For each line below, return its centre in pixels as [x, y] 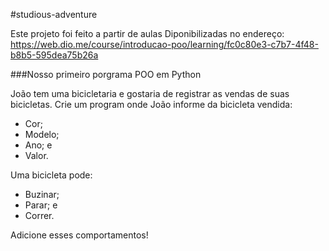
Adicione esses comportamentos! [79, 235]
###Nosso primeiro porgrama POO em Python [106, 74]
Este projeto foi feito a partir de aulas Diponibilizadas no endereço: [147, 33]
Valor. [36, 155]
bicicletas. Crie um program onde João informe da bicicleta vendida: [151, 104]
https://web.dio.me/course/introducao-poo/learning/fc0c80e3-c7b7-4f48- [164, 44]
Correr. [39, 215]
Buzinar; [42, 194]
